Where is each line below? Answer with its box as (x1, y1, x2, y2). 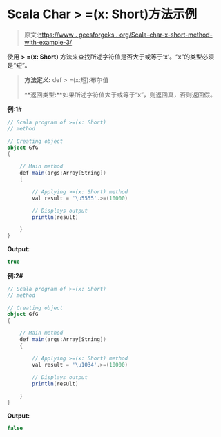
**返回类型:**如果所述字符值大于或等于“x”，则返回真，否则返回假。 (23, 90, 216, 99)
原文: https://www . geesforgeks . (23, 30, 118, 39)
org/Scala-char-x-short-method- (119, 30, 213, 39)
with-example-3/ (23, 38, 73, 46)
